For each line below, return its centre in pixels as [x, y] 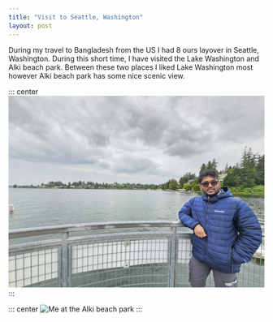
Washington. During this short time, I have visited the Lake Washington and [134, 58]
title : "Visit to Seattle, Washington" [76, 17]
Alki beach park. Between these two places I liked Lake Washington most [131, 67]
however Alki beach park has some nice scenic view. [97, 75]
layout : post [30, 26]
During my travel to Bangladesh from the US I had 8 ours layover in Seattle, [134, 49]
